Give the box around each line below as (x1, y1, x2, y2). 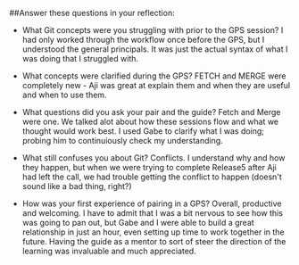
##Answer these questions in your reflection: (9, 8, 176, 18)
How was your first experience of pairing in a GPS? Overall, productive (21, 198, 283, 209)
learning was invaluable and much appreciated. (21, 245, 196, 256)
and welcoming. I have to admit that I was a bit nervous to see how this (21, 208, 284, 218)
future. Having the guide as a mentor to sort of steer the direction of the (21, 236, 287, 246)
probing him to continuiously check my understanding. (21, 136, 223, 145)
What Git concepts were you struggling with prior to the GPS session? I (21, 25, 284, 35)
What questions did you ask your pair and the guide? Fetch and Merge (21, 107, 281, 117)
